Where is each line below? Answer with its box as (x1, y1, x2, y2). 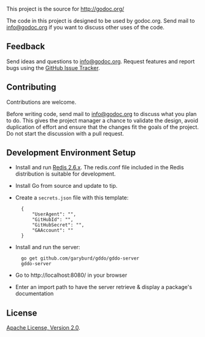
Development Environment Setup (6, 147, 136, 158)
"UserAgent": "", (31, 211, 77, 217)
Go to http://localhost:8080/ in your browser (15, 271, 128, 279)
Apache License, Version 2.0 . (6, 324, 81, 331)
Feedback (6, 41, 45, 52)
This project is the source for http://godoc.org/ (6, 6, 125, 12)
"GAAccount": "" (31, 227, 74, 234)
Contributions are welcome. (6, 98, 77, 106)
